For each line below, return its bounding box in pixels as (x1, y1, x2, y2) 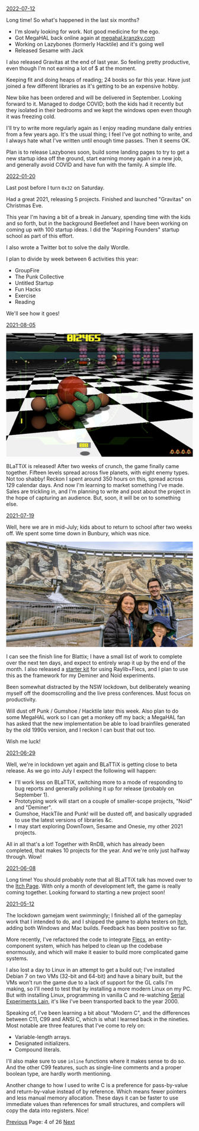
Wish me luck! (6, 738, 41, 745)
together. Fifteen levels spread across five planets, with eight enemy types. (6, 469, 190, 476)
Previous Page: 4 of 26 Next (6, 1118, 75, 1125)
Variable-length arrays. (14, 1033, 71, 1040)
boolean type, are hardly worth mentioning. (6, 1070, 112, 1077)
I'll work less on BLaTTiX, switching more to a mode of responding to (14, 779, 183, 786)
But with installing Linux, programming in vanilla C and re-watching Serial (6, 991, 185, 999)
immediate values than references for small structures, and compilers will (6, 1100, 185, 1107)
